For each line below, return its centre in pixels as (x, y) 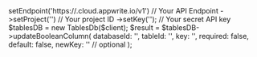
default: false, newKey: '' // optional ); (70, 44)
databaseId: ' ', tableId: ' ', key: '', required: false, (171, 36)
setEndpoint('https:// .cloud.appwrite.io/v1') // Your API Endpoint (113, 11)
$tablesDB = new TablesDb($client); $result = (84, 28)
